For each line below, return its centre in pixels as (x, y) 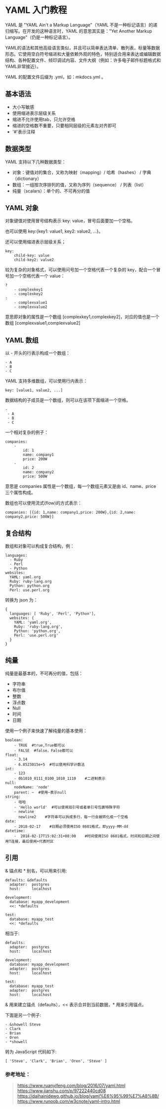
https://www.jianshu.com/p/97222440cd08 (62, 1091)
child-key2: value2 (34, 260)
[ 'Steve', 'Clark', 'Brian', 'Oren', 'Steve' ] (56, 1061)
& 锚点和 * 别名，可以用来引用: (36, 871)
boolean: (14, 740)
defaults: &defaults (26, 880)
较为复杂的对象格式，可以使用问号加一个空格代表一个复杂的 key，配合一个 (81, 270)
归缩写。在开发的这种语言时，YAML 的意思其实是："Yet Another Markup (79, 31)
